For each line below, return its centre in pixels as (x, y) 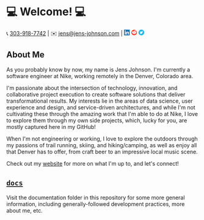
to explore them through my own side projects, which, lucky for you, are (97, 120)
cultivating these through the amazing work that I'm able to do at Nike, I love (102, 114)
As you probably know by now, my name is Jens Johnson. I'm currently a (98, 69)
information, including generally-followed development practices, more (96, 204)
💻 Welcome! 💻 (46, 12)
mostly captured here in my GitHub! (51, 127)
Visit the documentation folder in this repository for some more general (96, 197)
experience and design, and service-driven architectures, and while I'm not (101, 107)
